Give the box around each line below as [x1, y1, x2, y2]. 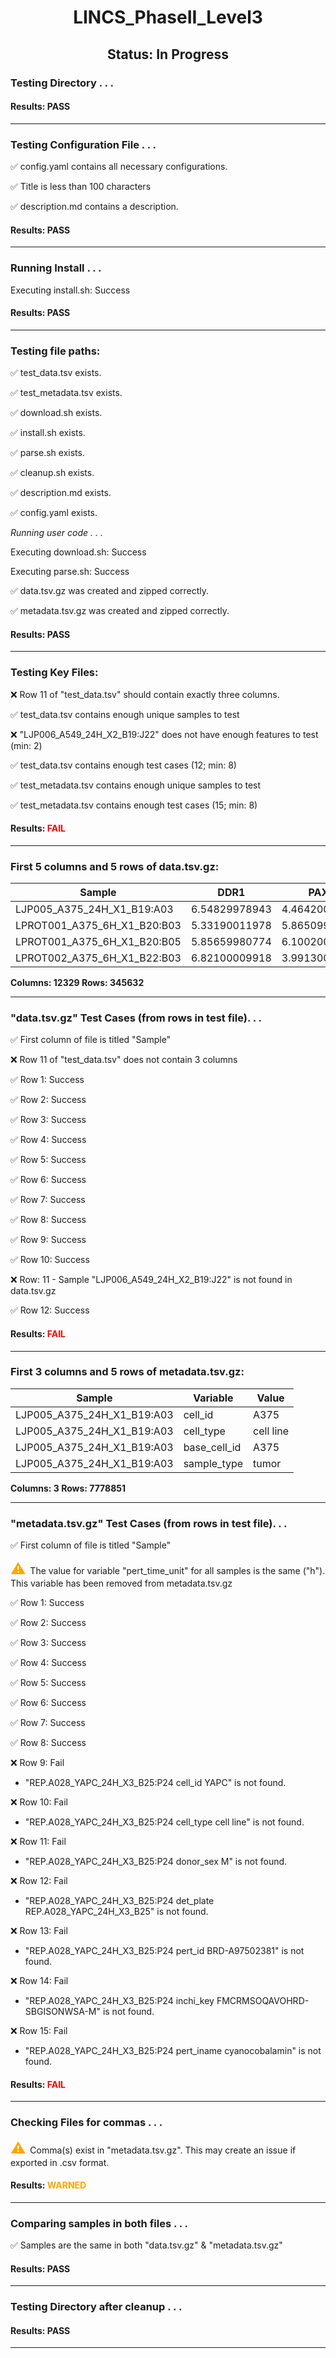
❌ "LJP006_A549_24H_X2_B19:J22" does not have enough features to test [10, 728, 319, 740]
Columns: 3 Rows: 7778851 [10, 1482, 127, 1494]
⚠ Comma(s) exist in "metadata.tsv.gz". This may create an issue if [10, 2138, 297, 2158]
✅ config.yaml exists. [10, 507, 98, 518]
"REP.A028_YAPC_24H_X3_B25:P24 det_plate [24, 1895, 215, 1907]
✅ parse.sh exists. [10, 447, 85, 458]
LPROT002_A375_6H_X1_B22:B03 [15, 951, 182, 965]
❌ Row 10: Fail [10, 1796, 68, 1808]
